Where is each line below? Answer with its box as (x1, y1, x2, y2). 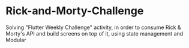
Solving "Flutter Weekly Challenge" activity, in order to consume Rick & (5, 24, 181, 31)
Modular (5, 36, 26, 43)
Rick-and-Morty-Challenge (5, 4, 144, 18)
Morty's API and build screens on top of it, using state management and (5, 30, 184, 37)
